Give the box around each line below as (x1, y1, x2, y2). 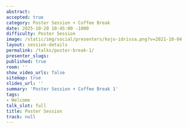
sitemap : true (6, 75, 42, 81)
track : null (6, 114, 36, 119)
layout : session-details (6, 42, 68, 48)
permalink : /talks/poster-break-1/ (6, 48, 95, 54)
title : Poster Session (6, 108, 62, 114)
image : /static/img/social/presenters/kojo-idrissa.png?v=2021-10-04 (6, 36, 183, 42)
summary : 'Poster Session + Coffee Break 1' (6, 86, 118, 92)
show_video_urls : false (6, 70, 65, 75)
